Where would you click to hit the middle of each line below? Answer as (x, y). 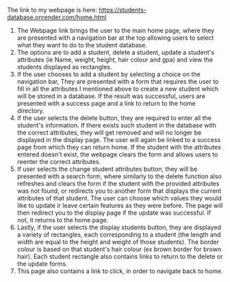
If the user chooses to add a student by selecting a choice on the (108, 74)
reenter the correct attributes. (59, 162)
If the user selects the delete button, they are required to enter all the (114, 118)
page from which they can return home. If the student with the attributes (119, 147)
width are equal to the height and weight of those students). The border (118, 242)
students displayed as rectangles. (64, 67)
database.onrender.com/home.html (57, 17)
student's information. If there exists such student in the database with (117, 125)
